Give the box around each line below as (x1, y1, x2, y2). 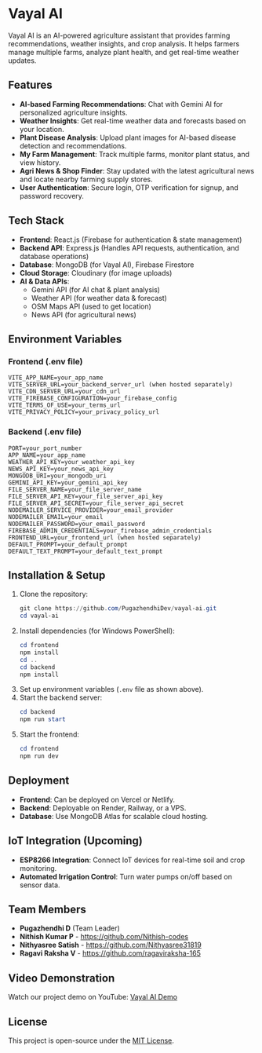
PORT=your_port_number (8, 444, 82, 452)
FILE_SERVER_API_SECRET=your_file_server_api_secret (8, 499, 184, 507)
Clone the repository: (19, 590, 89, 599)
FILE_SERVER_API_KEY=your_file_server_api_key (8, 492, 163, 500)
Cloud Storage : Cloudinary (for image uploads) (19, 268, 173, 277)
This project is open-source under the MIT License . (8, 1036, 175, 1045)
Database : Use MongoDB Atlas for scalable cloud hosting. (19, 811, 209, 821)
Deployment (8, 774, 70, 788)
